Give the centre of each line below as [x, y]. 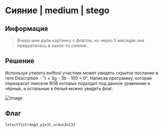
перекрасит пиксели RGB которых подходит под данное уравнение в [78, 83]
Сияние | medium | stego [57, 11]
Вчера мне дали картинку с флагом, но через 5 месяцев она [81, 40]
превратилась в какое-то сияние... [53, 46]
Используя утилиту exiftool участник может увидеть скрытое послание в [81, 73]
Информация [26, 29]
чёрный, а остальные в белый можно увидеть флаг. [59, 88]
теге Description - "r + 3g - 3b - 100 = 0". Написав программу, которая [79, 78]
